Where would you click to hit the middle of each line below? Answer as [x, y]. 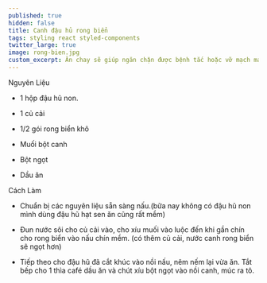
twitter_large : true [43, 45]
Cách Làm [25, 190]
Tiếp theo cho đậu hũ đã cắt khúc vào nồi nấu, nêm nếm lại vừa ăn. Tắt [136, 262]
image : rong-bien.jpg [44, 52]
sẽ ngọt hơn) [41, 246]
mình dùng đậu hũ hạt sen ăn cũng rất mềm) [92, 214]
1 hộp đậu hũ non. [49, 98]
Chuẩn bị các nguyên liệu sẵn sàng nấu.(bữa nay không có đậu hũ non [135, 205]
